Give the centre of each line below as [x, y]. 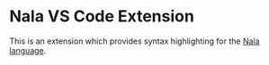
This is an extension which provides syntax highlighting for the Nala [134, 41]
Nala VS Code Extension [102, 16]
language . [28, 50]
